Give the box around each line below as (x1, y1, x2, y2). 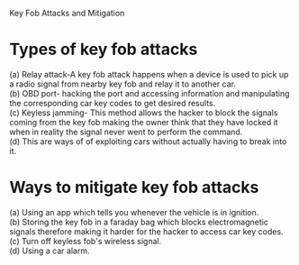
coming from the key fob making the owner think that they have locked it (9, 116, 278, 127)
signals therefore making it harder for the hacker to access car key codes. (9, 225, 284, 237)
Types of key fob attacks (9, 40, 198, 59)
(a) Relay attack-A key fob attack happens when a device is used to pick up (9, 69, 289, 79)
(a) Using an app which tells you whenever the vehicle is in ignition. (9, 206, 259, 217)
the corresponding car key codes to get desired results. (9, 97, 216, 108)
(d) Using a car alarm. (9, 245, 90, 256)
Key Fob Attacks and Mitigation (9, 8, 125, 18)
